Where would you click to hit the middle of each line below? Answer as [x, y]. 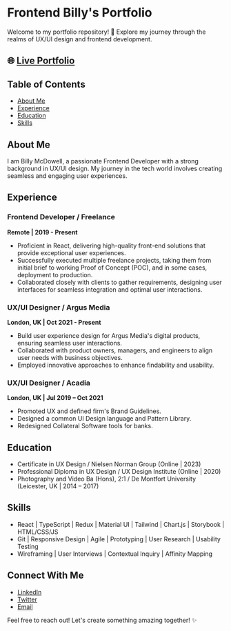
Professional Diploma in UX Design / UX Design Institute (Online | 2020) [119, 472]
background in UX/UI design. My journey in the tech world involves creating [115, 168]
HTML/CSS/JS [38, 532]
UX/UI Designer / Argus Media [59, 307]
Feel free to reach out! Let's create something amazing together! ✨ [102, 620]
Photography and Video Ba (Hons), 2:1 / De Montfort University [107, 479]
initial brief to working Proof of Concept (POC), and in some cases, [112, 268]
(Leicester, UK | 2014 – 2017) [58, 486]
